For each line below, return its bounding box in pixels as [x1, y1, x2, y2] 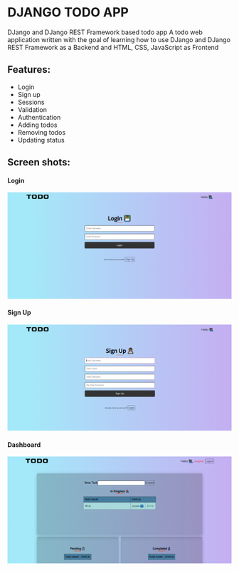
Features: [7, 63, 51, 76]
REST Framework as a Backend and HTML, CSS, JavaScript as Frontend [7, 43, 219, 51]
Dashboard [7, 440, 41, 449]
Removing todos [17, 128, 66, 136]
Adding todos [17, 120, 58, 129]
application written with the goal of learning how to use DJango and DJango [7, 35, 231, 43]
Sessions [17, 98, 45, 106]
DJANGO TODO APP [7, 4, 129, 21]
